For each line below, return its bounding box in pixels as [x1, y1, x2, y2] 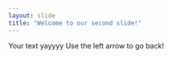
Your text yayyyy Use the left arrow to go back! [8, 41, 165, 50]
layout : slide [8, 11, 56, 20]
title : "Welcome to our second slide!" [8, 19, 142, 27]
